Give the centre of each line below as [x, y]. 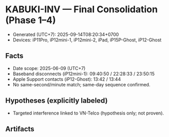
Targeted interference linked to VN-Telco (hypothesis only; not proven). [88, 113]
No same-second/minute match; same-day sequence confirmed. [81, 84]
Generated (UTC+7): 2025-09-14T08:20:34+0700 [66, 34]
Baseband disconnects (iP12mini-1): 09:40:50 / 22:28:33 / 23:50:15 [84, 74]
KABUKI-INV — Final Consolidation [82, 9]
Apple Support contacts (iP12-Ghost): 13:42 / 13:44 [67, 79]
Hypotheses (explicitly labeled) [57, 101]
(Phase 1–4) [31, 20]
